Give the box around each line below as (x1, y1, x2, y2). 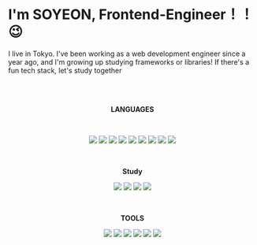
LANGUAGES (110, 104, 155, 113)
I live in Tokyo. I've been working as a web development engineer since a (8, 49, 246, 58)
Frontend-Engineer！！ (98, 6, 254, 24)
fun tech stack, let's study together (8, 65, 122, 75)
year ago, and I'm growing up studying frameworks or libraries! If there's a (8, 57, 250, 66)
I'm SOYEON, (8, 6, 96, 24)
